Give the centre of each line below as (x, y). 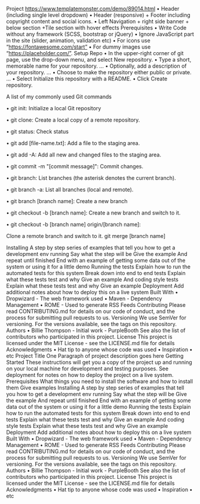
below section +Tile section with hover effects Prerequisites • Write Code (96, 28)
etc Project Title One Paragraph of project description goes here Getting (95, 356)
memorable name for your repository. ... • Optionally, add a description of (96, 66)
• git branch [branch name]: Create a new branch (67, 201)
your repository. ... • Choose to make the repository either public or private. (99, 72)
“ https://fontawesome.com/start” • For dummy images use (79, 47)
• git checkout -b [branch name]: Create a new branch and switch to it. (93, 213)
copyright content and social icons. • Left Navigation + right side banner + (98, 21)
